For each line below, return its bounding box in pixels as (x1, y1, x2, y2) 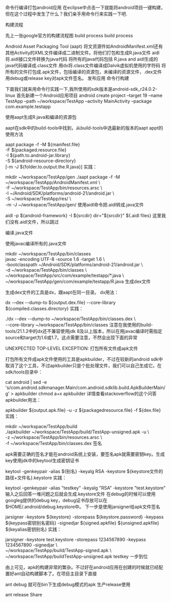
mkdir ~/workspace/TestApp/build (5, 424, 78, 429)
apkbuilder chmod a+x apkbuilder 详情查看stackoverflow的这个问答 (14, 390, 157, 397)
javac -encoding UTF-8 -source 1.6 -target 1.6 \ (5, 256, 105, 262)
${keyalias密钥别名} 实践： (5, 527, 62, 532)
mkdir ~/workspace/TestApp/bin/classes (5, 251, 91, 256)
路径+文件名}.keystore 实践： (5, 475, 67, 481)
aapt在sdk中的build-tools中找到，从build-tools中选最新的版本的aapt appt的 (5, 125, 163, 131)
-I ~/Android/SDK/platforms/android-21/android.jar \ (5, 190, 114, 196)
